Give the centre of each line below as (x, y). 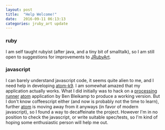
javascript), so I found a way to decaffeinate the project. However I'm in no (82, 112)
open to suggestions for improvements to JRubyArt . (58, 57)
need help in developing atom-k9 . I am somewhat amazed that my (73, 86)
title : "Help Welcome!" (31, 14)
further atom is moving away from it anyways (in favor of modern (72, 106)
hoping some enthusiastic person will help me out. (57, 122)
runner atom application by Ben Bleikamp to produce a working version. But (83, 96)
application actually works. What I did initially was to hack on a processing (82, 91)
